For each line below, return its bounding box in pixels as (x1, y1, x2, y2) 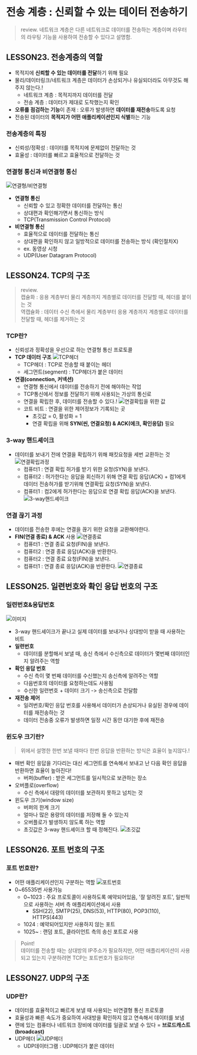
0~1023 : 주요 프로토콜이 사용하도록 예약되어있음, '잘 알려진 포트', (23, 893, 175, 900)
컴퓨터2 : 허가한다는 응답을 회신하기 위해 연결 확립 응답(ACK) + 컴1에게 (23, 473, 186, 480)
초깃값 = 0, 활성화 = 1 (32, 412, 82, 420)
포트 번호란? (6, 864, 39, 872)
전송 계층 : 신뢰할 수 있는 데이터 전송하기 (6, 5, 188, 19)
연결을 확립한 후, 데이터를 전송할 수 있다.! (23, 398, 118, 405)
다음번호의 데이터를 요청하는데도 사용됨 (23, 679, 113, 686)
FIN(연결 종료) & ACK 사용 (14, 533, 76, 540)
